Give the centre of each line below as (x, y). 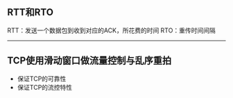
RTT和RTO (31, 12)
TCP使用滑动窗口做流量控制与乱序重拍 (89, 61)
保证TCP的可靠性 (42, 79)
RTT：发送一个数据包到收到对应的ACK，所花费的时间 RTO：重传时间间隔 (112, 30)
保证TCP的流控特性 (45, 87)
